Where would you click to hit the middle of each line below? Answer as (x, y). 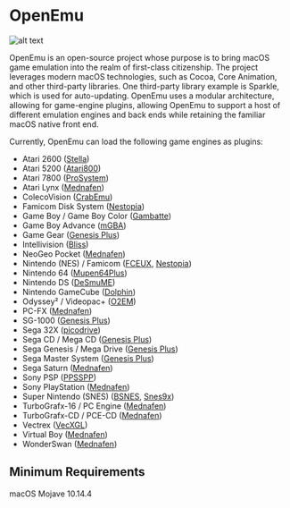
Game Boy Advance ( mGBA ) (74, 225)
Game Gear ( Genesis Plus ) (71, 234)
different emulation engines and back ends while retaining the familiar (137, 114)
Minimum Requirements (77, 472)
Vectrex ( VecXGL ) (55, 425)
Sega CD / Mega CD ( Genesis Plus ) (87, 339)
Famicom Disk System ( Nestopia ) (83, 206)
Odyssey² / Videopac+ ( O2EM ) (79, 301)
